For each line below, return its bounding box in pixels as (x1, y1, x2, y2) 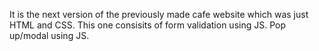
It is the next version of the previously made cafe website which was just (9, 9, 309, 20)
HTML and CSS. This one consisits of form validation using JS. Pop (9, 19, 286, 31)
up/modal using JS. (9, 30, 90, 41)
